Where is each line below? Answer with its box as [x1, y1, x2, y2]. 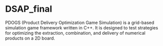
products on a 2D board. [5, 35, 56, 41]
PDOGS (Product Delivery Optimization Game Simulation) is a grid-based [5, 20, 155, 25]
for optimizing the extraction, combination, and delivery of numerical [5, 30, 146, 36]
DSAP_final [5, 3, 52, 15]
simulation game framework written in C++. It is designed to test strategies [5, 24, 158, 30]
